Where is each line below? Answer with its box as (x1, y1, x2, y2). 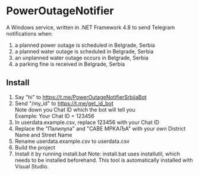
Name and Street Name (14, 131, 72, 138)
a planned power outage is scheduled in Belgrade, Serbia (14, 42, 156, 49)
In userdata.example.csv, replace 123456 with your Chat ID (14, 119, 159, 126)
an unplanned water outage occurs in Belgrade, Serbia (14, 54, 149, 61)
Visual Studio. (14, 163, 49, 170)
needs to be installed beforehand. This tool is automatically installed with (14, 156, 193, 164)
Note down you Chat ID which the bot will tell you (14, 106, 135, 113)
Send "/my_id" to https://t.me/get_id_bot (14, 100, 114, 107)
